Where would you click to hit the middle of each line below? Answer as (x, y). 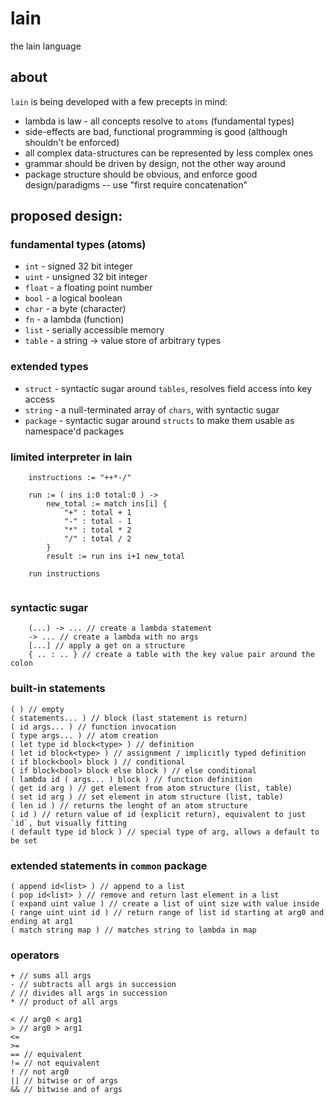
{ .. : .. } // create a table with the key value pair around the (171, 655)
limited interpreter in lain (71, 457)
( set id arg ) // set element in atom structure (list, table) (147, 797)
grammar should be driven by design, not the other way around (155, 163)
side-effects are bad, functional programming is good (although (156, 131)
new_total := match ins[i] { (107, 504)
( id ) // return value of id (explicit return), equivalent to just (158, 814)
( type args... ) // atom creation (84, 735)
